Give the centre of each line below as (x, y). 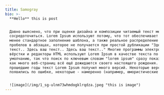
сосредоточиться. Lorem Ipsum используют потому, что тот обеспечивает (84, 36)
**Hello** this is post (33, 18)
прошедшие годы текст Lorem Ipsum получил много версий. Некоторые (80, 68)
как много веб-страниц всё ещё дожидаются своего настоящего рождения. (84, 63)
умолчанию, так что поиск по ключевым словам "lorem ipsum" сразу (78, 59)
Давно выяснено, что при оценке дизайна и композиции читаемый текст (82, 32)
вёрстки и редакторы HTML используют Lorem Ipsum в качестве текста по (84, 54)
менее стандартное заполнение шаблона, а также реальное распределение (84, 41)
